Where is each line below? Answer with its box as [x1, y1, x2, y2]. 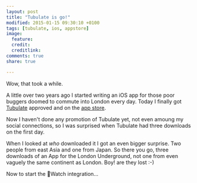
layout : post [6, 8, 39, 15]
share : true [6, 58, 36, 64]
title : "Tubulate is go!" [6, 14, 70, 20]
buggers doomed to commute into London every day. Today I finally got [6, 97, 182, 105]
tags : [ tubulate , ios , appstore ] [6, 25, 89, 31]
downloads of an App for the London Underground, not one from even [6, 152, 179, 159]
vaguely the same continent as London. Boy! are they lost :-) [6, 159, 155, 166]
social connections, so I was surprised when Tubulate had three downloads [6, 122, 192, 129]
